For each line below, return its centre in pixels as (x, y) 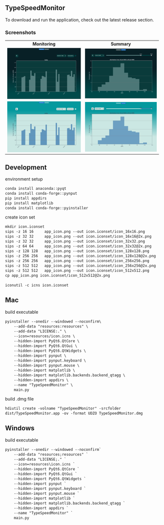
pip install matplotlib (29, 203)
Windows (20, 428)
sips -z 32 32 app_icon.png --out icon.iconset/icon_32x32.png (75, 241)
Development (26, 167)
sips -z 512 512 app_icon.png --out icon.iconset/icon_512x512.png (77, 270)
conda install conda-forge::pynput (41, 193)
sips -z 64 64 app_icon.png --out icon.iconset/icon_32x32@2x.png (78, 246)
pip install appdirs (26, 198)
